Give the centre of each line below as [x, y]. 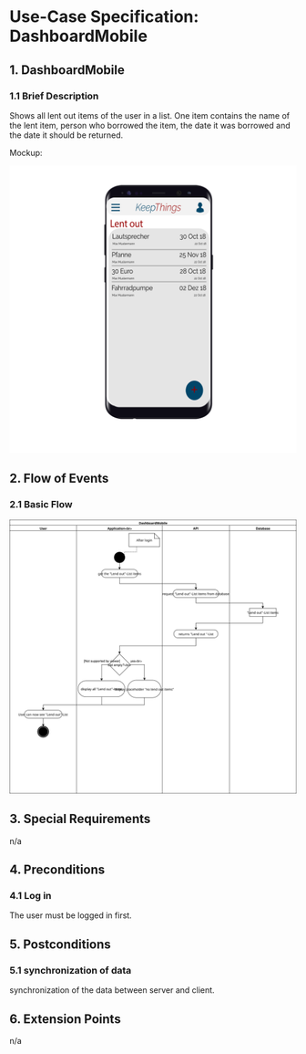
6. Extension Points [65, 1019]
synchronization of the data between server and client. [112, 990]
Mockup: [26, 152]
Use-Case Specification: [104, 17]
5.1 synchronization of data [71, 970]
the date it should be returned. [66, 135]
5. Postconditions [60, 944]
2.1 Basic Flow [41, 505]
